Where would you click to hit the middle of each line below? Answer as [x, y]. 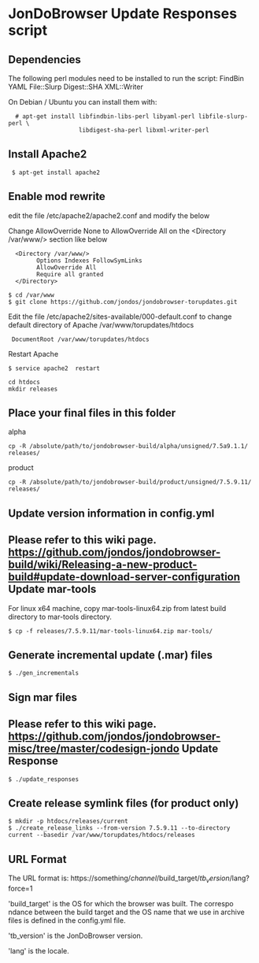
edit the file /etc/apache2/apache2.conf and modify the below [109, 215]
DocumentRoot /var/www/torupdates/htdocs [80, 339]
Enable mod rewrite [57, 196]
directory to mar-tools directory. [60, 617]
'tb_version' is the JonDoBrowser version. [76, 936]
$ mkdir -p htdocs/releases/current [68, 821]
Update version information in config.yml [111, 513]
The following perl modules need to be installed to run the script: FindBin [126, 78]
